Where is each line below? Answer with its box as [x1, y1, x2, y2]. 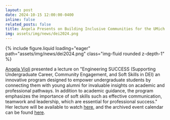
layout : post [5, 7, 33, 13]
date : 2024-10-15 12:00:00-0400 [5, 12, 74, 17]
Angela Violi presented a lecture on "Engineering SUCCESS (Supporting [5, 66, 156, 72]
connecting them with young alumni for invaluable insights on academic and [5, 82, 165, 88]
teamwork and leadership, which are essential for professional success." [5, 99, 158, 105]
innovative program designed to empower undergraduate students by [5, 77, 151, 83]
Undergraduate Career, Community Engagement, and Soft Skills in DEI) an [5, 71, 160, 77]
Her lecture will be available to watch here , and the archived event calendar [5, 104, 164, 110]
